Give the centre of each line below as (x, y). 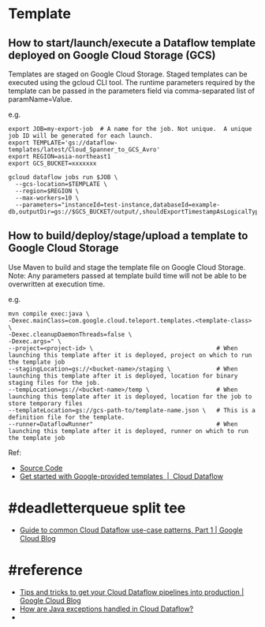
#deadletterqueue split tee (97, 508)
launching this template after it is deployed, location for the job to (130, 396)
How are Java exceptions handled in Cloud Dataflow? (106, 609)
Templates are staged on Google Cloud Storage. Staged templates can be (128, 74)
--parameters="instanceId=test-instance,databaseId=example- (118, 205)
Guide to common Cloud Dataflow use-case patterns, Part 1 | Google (131, 530)
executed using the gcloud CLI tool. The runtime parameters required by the (132, 82)
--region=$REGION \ (47, 191)
